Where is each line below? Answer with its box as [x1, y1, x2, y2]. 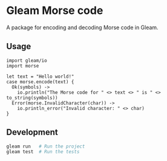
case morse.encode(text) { [6, 78, 74, 85]
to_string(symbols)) [6, 95, 59, 101]
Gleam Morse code [6, 4, 103, 18]
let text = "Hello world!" [6, 74, 74, 80]
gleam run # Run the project [6, 143, 85, 149]
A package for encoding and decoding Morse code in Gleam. [6, 24, 159, 31]
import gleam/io [6, 57, 47, 64]
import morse [6, 63, 39, 69]
